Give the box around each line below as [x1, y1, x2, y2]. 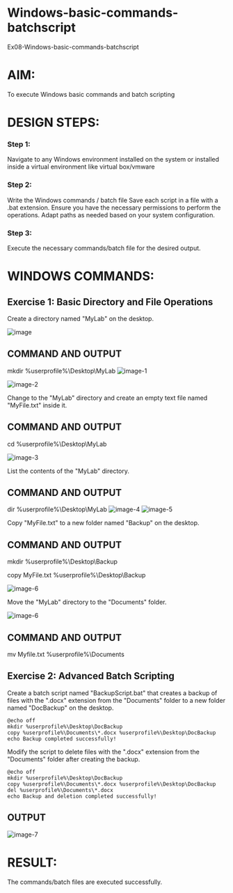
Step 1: [7, 139, 31, 149]
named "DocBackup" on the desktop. [7, 704, 114, 712]
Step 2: [7, 180, 33, 189]
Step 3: [7, 228, 33, 238]
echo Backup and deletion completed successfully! [7, 793, 157, 800]
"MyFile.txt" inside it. [7, 401, 67, 409]
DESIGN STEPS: [7, 115, 100, 130]
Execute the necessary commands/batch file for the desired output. [7, 244, 201, 252]
